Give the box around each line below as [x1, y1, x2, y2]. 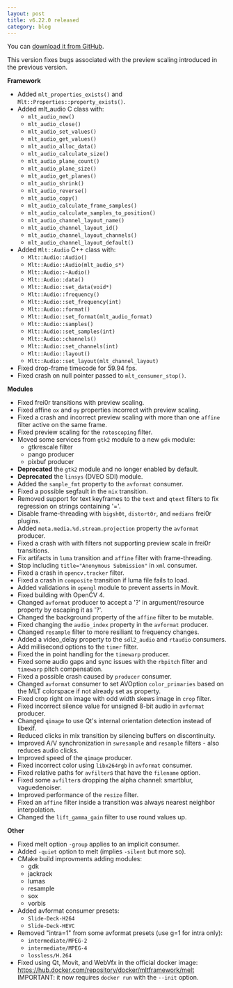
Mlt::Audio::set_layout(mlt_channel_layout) [27, 358, 159, 365]
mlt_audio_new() [27, 114, 75, 121]
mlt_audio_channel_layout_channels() [27, 232, 138, 239]
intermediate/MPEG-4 [27, 945, 88, 952]
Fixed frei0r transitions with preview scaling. [17, 399, 145, 407]
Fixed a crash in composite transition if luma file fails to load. [17, 576, 189, 585]
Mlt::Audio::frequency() [27, 291, 100, 298]
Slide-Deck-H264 [27, 916, 75, 923]
